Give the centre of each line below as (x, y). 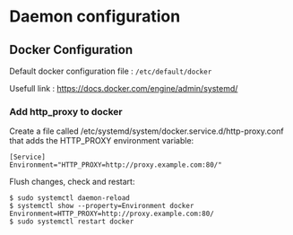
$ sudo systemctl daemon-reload (69, 198)
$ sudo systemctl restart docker (72, 222)
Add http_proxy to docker (66, 111)
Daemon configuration (95, 17)
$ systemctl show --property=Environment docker (102, 206)
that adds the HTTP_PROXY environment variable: (102, 141)
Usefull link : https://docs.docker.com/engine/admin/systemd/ (124, 88)
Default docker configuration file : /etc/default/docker (111, 71)
